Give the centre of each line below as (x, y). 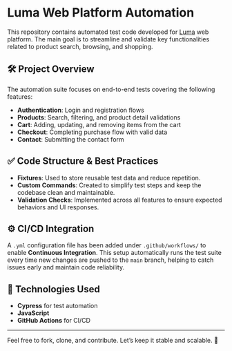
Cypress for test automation (57, 306)
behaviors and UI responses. (58, 207)
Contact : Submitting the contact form (70, 139)
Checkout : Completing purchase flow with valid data (92, 132)
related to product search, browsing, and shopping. (80, 46)
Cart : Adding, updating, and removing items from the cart (99, 124)
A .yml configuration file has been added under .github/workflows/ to (107, 245)
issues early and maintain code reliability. (66, 267)
